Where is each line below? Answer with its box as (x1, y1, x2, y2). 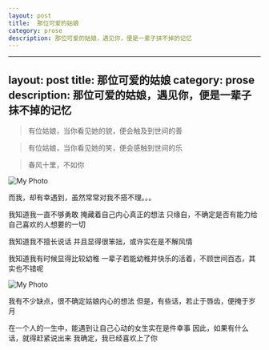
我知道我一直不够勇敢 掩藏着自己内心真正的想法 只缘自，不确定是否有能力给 (8, 210, 258, 219)
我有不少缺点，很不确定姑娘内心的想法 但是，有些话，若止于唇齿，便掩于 (8, 296, 249, 306)
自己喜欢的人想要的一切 (8, 219, 86, 229)
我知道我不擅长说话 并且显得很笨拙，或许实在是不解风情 (8, 237, 193, 247)
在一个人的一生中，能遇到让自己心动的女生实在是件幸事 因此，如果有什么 (8, 324, 249, 333)
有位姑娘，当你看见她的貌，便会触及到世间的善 (27, 126, 183, 136)
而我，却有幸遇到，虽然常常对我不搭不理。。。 (8, 193, 156, 203)
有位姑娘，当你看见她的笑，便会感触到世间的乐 (27, 143, 183, 153)
